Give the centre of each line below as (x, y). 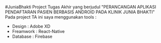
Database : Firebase (32, 36)
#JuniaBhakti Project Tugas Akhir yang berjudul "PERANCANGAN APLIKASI (81, 7)
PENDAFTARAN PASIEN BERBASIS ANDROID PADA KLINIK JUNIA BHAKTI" (80, 12)
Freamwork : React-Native (38, 31)
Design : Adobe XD (31, 26)
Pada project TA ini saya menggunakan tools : (51, 17)
